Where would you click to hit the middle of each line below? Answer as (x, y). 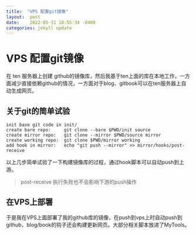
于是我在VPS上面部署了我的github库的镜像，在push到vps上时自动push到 (94, 217)
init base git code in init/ (42, 125)
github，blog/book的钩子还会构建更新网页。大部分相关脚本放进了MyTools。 (98, 225)
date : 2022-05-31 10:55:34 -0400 (51, 22)
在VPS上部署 (30, 202)
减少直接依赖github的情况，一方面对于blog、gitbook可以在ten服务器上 (96, 83)
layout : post (23, 17)
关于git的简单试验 (38, 111)
